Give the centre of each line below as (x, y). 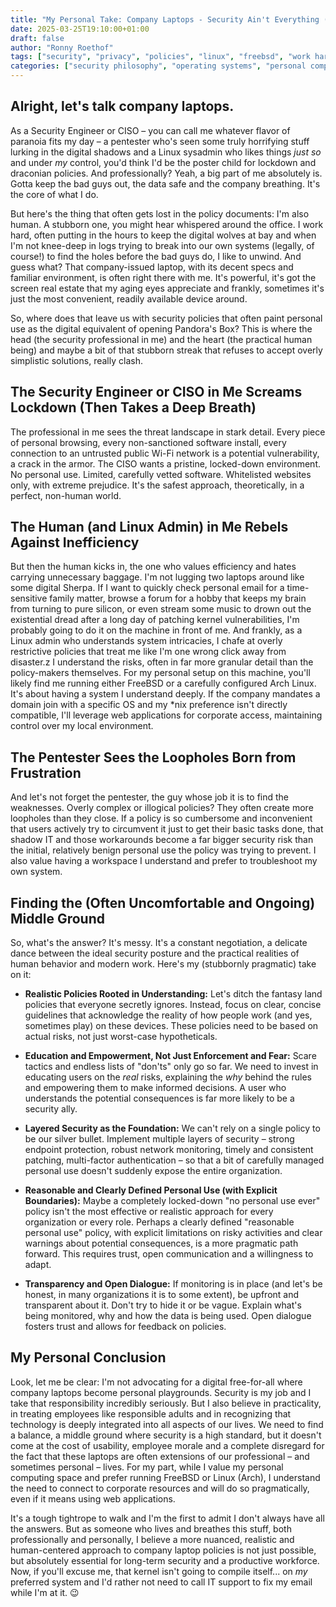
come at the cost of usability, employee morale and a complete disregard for (167, 1445)
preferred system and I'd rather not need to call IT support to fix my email (161, 1582)
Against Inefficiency (75, 542)
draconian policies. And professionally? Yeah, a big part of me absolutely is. (166, 173)
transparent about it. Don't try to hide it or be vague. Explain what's (163, 1305)
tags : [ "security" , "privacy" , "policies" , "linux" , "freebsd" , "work (160, 57)
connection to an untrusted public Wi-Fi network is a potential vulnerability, (165, 453)
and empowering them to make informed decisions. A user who (155, 1088)
